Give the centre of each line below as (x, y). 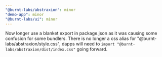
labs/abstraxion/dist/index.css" (40, 50)
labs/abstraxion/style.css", (33, 44)
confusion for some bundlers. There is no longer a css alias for (71, 38)
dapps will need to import (88, 44)
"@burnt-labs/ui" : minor (31, 19)
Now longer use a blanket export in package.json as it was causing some (81, 33)
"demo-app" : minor (25, 14)
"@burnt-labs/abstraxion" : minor (40, 10)
